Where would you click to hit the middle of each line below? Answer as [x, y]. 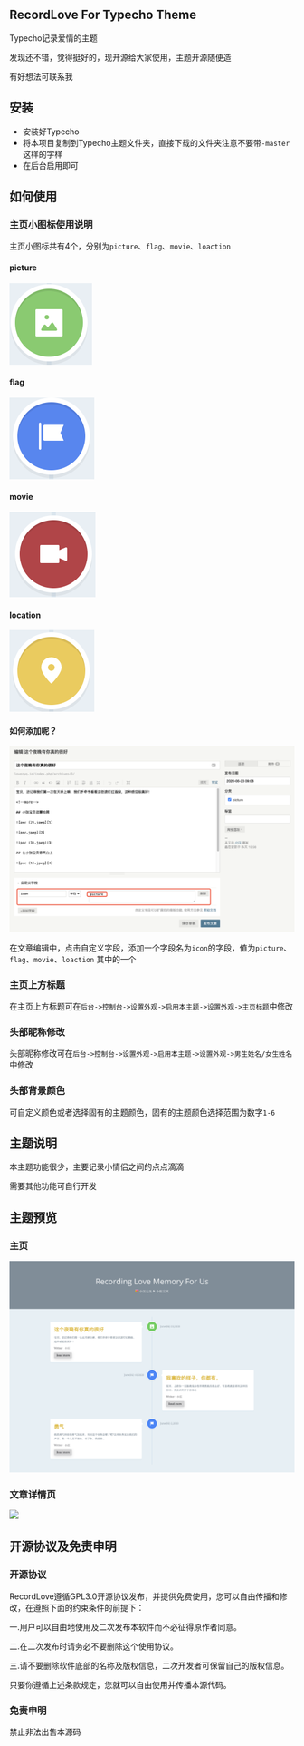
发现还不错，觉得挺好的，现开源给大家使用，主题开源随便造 [120, 57]
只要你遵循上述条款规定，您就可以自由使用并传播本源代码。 [120, 1684]
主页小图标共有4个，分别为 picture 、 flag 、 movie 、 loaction [120, 246]
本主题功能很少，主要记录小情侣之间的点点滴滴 [96, 1167]
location [25, 615]
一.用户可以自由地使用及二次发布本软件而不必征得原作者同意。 [126, 1626]
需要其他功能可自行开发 [53, 1186]
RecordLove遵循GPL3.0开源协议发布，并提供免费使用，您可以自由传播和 [144, 1596]
